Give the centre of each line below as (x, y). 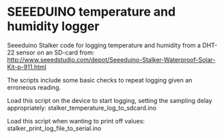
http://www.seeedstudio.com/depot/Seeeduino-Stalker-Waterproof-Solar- (111, 59)
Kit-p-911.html (27, 67)
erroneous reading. (34, 87)
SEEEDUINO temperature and (92, 12)
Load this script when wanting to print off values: (76, 121)
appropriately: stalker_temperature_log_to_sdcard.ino (82, 108)
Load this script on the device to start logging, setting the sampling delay (110, 100)
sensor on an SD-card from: (55, 52)
